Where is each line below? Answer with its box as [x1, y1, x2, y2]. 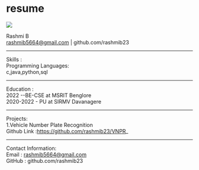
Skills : [6, 56, 23, 63]
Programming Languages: [6, 62, 69, 69]
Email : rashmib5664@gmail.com [6, 150, 87, 158]
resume [6, 2, 44, 15]
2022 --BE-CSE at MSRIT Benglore [6, 91, 92, 99]
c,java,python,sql [6, 68, 49, 75]
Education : [6, 85, 34, 92]
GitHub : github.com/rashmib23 [6, 157, 84, 164]
